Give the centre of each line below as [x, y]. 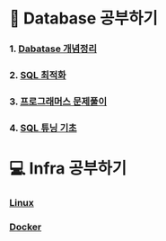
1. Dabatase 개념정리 [53, 49]
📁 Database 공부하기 [84, 18]
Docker [26, 227]
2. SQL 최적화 [38, 76]
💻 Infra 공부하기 [68, 169]
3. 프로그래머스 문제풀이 [58, 102]
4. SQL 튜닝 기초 [43, 128]
